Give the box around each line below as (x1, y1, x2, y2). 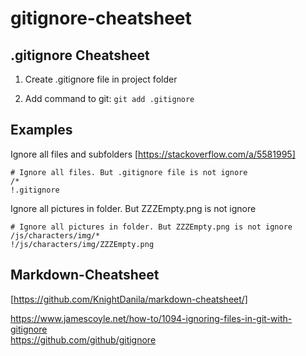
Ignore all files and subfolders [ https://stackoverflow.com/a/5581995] (10, 148, 296, 160)
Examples (10, 122, 73, 139)
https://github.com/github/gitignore (10, 333, 157, 346)
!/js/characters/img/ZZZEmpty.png (10, 239, 155, 249)
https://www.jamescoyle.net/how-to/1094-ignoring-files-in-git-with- (10, 312, 293, 324)
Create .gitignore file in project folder (24, 73, 178, 85)
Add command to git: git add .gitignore (24, 93, 195, 104)
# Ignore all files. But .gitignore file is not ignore (10, 167, 248, 177)
